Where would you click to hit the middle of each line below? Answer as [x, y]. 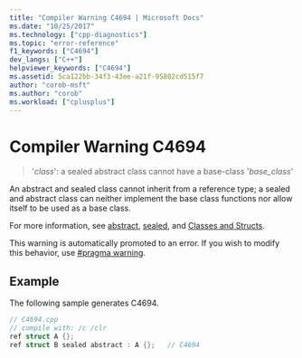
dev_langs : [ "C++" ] [46, 60]
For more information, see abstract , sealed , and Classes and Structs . [137, 226]
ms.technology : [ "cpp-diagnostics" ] [78, 34]
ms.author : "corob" [46, 93]
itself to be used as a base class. [70, 208]
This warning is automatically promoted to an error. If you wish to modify [145, 243]
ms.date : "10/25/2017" [52, 26]
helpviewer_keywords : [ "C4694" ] [70, 69]
